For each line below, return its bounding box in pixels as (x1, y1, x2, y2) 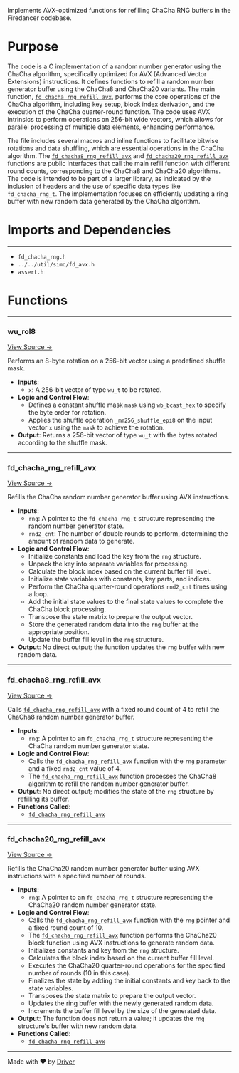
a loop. (28, 590, 49, 598)
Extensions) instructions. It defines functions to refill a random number (7, 77, 214, 85)
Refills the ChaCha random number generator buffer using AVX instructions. (7, 493, 230, 502)
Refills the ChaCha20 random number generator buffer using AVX (7, 864, 200, 872)
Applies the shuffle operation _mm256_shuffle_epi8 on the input (28, 416, 213, 425)
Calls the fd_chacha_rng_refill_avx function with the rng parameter (28, 757, 227, 765)
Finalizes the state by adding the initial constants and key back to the (28, 976, 231, 985)
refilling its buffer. (17, 794, 70, 803)
